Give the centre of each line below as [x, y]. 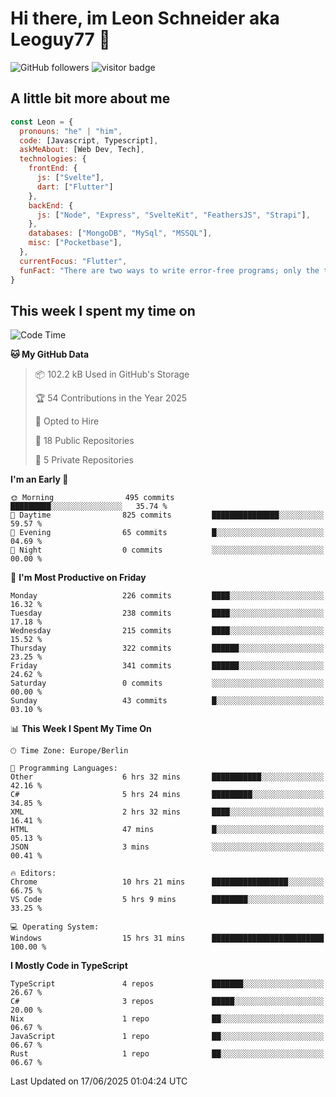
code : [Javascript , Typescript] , [89, 140]
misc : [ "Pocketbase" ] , [75, 243]
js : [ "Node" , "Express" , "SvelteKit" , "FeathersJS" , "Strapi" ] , [173, 215]
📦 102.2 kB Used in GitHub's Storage [112, 374]
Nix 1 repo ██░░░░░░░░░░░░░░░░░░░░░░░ [167, 1019]
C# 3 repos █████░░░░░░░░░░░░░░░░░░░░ [167, 1002]
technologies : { [53, 159]
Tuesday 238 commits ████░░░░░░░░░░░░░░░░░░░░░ [167, 613]
